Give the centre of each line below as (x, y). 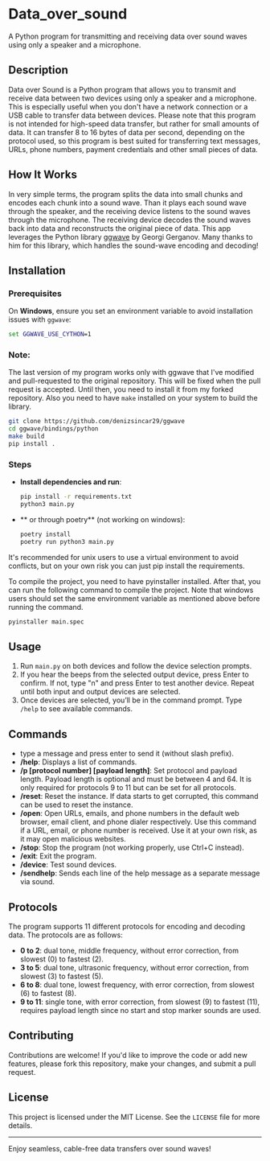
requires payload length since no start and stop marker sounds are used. (140, 1011)
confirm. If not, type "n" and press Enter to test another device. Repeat (137, 683)
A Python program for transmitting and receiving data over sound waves (128, 36)
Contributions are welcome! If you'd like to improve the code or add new (128, 1055)
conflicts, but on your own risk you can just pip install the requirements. (127, 566)
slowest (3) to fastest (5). (61, 976)
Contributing (41, 1036)
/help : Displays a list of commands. (78, 762)
